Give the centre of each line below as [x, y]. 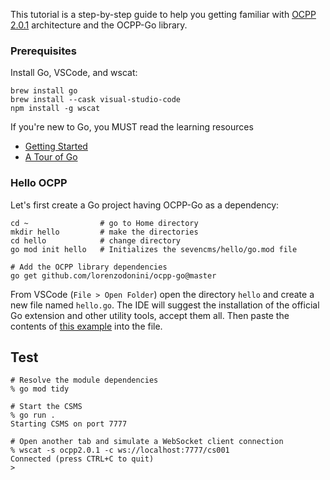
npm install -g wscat [55, 109]
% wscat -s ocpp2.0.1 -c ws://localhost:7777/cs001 [120, 450]
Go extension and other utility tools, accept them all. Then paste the [150, 315]
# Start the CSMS [46, 407]
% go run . [33, 415]
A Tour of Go [51, 157]
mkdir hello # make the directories [104, 232]
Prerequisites [43, 51]
